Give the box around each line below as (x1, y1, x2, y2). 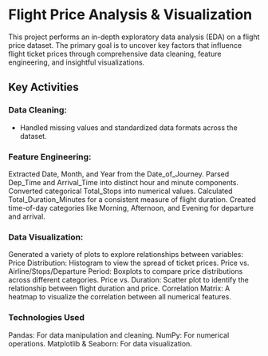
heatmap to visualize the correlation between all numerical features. (8, 292, 231, 302)
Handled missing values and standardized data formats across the (19, 122, 238, 133)
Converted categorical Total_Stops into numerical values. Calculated (8, 186, 233, 196)
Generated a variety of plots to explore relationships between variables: (8, 250, 243, 259)
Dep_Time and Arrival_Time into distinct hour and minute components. (8, 177, 239, 187)
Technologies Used (8, 312, 85, 323)
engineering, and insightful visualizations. (8, 57, 145, 67)
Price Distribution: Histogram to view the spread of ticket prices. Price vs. (8, 258, 250, 268)
